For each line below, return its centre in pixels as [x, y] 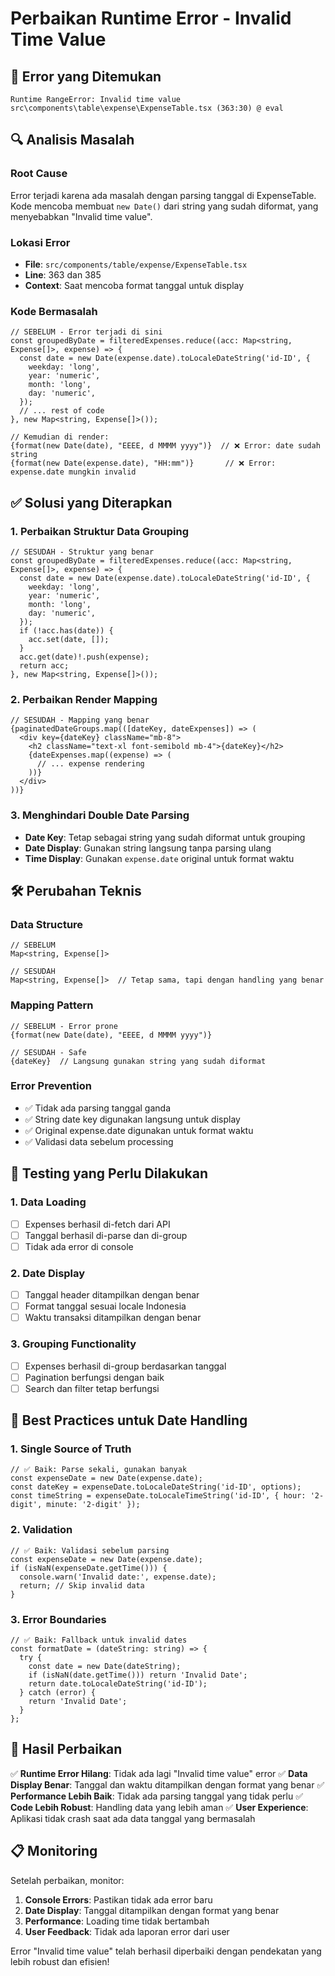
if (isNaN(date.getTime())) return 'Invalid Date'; [138, 1675]
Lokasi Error [40, 242]
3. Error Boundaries [58, 1619]
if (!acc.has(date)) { [66, 630]
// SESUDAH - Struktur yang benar [82, 552]
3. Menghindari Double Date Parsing [100, 815]
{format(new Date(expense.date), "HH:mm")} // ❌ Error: [143, 463]
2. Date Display [48, 1273]
